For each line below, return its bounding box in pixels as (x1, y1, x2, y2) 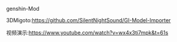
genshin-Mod (6, 5, 40, 12)
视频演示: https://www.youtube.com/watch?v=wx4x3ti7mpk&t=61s (6, 29, 169, 36)
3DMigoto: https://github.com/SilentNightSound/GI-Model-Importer (6, 17, 171, 23)
